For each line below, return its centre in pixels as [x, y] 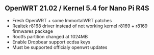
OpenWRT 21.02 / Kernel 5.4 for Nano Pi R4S [77, 8]
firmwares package [32, 31]
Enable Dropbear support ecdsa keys [51, 42]
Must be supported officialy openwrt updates [60, 47]
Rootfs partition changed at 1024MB [50, 36]
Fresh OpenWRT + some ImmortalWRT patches [62, 20]
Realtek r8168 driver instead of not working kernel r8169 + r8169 [80, 26]
